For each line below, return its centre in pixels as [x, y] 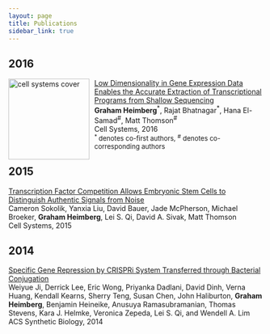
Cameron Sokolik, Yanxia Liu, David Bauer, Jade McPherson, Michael [123, 208]
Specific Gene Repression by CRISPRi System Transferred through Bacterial [135, 270]
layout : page [30, 16]
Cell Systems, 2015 [40, 225]
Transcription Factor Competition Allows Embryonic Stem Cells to [117, 191]
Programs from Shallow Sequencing [154, 100]
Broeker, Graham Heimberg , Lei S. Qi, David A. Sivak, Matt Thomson [122, 217]
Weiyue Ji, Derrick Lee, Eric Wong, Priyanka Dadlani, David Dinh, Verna [127, 287]
